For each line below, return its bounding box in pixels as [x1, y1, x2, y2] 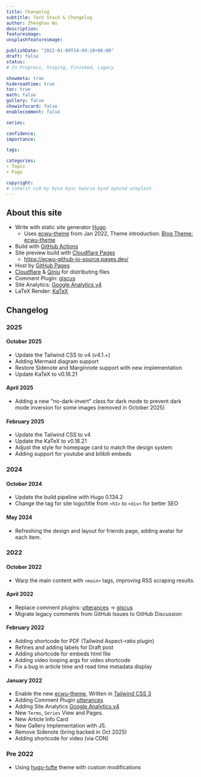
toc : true [6, 87, 31, 93]
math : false [6, 92, 36, 98]
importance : [6, 136, 36, 142]
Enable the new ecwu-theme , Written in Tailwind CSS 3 [14, 690, 152, 698]
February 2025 [6, 417, 44, 425]
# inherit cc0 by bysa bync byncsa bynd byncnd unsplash [6, 185, 152, 191]
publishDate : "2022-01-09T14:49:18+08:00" [6, 48, 114, 54]
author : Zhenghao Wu [6, 20, 58, 26]
